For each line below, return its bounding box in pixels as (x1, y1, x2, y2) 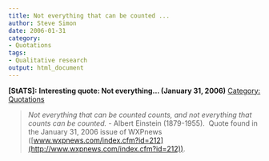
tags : (8, 49, 26, 57)
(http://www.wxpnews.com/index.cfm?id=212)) (27, 143, 184, 153)
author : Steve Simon (8, 19, 78, 27)
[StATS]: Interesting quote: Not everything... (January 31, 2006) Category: (8, 86, 261, 95)
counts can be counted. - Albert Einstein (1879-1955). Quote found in (27, 118, 258, 128)
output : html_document (8, 64, 84, 72)
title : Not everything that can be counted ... (8, 11, 171, 20)
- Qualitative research (8, 57, 88, 65)
